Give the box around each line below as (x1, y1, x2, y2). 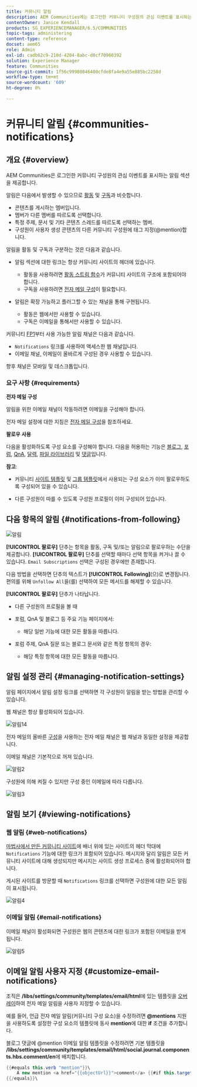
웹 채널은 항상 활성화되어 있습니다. (6, 708, 84, 715)
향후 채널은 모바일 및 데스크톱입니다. (6, 363, 89, 370)
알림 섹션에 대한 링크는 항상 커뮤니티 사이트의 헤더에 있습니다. (14, 258, 156, 265)
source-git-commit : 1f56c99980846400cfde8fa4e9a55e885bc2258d (6, 69, 161, 75)
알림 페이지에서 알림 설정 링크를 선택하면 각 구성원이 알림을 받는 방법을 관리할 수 (6, 688, 189, 695)
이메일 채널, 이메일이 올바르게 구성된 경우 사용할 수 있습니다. (14, 350, 152, 357)
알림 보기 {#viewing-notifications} (6, 809, 131, 820)
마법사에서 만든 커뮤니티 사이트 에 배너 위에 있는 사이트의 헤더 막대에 (6, 843, 161, 850)
